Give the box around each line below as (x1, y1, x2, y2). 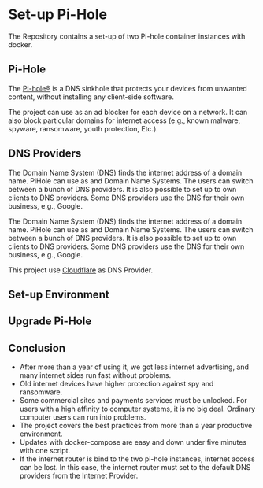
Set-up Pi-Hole (8, 6, 108, 24)
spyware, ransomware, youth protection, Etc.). (8, 124, 159, 133)
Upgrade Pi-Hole (8, 315, 92, 328)
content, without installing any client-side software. (8, 92, 175, 102)
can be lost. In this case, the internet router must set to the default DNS (19, 463, 251, 472)
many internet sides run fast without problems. (19, 371, 172, 380)
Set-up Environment (8, 287, 109, 301)
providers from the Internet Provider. (19, 471, 139, 481)
